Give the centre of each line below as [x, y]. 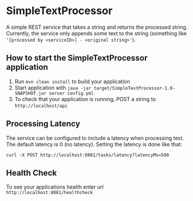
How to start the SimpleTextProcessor [77, 58]
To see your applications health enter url [55, 187]
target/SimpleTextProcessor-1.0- [134, 88]
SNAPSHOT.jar [31, 93]
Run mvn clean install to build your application [72, 81]
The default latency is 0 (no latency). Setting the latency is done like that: [94, 144]
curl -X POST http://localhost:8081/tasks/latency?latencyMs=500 [87, 155]
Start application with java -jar [53, 88]
